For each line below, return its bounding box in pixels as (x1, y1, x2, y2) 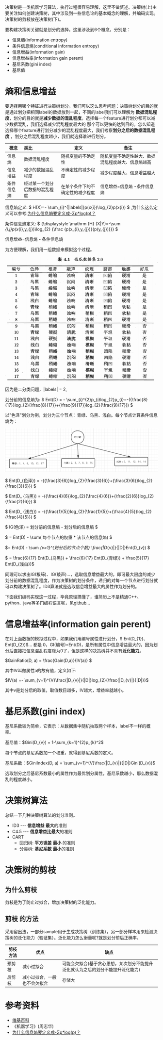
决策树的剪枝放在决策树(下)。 (5, 17, 64, 22)
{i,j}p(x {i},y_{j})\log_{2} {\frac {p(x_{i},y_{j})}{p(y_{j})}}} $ (5, 226, 118, 232)
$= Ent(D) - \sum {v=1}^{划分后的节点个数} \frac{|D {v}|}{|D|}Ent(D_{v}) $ (5, 545, 150, 551)
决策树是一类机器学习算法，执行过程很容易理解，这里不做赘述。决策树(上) (5, 4, 153, 10)
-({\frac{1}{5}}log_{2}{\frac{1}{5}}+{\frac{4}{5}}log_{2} (42, 509, 152, 514)
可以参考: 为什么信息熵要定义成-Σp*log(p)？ (9, 210, 96, 216)
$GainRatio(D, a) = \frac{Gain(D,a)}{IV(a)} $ (5, 658, 92, 663)
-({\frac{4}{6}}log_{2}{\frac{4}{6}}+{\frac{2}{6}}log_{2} (42, 493, 154, 499)
